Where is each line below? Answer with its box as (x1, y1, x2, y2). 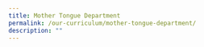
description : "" (8, 26, 63, 34)
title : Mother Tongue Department (8, 11, 121, 20)
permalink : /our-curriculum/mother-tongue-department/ (8, 19, 197, 27)
